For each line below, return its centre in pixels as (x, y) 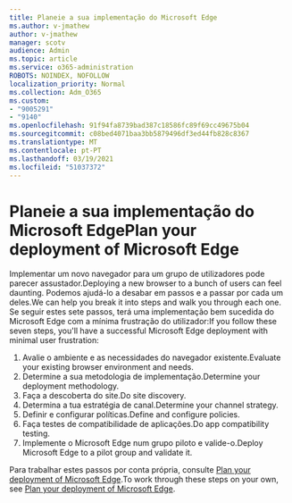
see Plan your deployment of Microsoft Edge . (92, 489)
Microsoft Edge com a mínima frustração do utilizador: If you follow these (143, 322)
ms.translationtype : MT (54, 142)
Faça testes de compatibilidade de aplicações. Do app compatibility (146, 424)
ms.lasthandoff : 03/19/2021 (62, 159)
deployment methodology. (71, 386)
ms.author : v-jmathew (50, 26)
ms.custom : (29, 101)
